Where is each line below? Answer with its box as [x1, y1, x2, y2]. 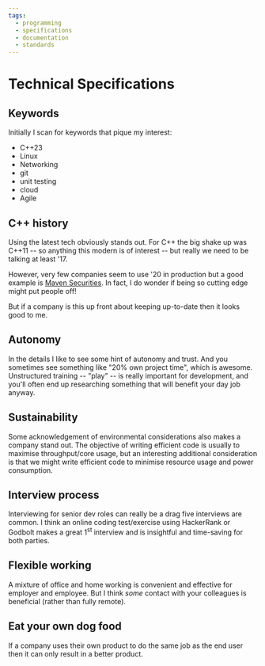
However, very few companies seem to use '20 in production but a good [8, 269, 244, 279]
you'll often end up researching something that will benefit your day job [8, 379, 241, 389]
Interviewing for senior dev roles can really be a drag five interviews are [8, 509, 243, 519]
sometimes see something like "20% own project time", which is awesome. [8, 362, 253, 372]
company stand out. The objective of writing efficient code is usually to [8, 440, 240, 450]
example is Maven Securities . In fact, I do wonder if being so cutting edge [8, 278, 248, 287]
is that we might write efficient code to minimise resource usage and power [8, 457, 254, 466]
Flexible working [8, 559, 92, 573]
